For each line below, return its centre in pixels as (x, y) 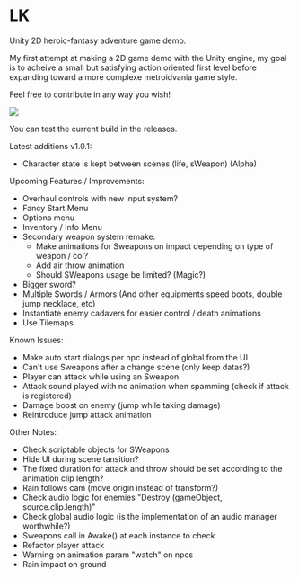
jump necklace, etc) (59, 303)
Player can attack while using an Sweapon (101, 376)
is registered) (47, 396)
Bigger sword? (49, 284)
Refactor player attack (63, 545)
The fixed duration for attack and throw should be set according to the (152, 468)
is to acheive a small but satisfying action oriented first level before (133, 67)
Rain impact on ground (64, 564)
